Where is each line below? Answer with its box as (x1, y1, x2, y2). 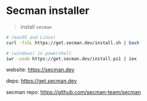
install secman (20, 23, 52, 30)
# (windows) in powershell (6, 50, 72, 56)
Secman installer (6, 4, 89, 17)
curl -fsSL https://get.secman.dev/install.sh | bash (6, 39, 140, 46)
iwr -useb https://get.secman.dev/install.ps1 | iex (6, 56, 137, 62)
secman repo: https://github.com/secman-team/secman (6, 89, 141, 96)
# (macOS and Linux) (6, 34, 57, 40)
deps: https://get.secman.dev (6, 77, 77, 85)
